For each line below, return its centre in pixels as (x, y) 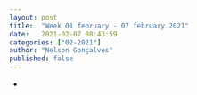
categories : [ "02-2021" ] (55, 42)
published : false (41, 59)
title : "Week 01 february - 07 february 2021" (99, 26)
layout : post (33, 17)
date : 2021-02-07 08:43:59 (63, 34)
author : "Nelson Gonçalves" (62, 51)
